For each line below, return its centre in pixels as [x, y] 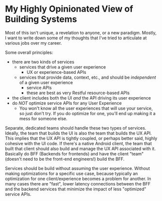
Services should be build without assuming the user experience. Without [78, 168]
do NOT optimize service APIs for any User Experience [67, 103]
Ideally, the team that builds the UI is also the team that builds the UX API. [78, 133]
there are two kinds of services [43, 62]
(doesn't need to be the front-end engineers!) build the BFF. [65, 159]
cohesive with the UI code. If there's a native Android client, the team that [78, 143]
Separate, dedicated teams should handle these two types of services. [76, 128]
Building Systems [41, 19]
